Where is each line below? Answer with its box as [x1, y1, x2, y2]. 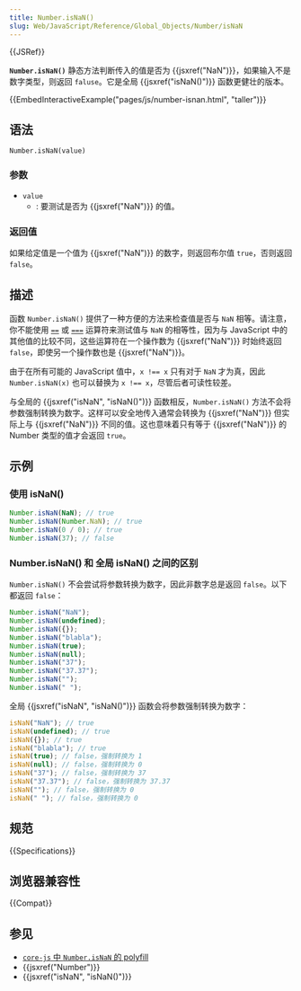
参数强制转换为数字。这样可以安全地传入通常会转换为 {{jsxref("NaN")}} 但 [9, 407, 282, 418]
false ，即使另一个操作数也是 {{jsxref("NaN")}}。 [9, 347, 190, 358]
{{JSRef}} [9, 46, 45, 57]
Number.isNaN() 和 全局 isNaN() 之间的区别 [9, 556, 199, 569]
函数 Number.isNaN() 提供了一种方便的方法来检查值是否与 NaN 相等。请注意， [9, 313, 292, 323]
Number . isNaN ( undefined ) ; [9, 616, 106, 625]
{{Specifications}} [9, 845, 76, 856]
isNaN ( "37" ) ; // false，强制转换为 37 [9, 769, 146, 778]
